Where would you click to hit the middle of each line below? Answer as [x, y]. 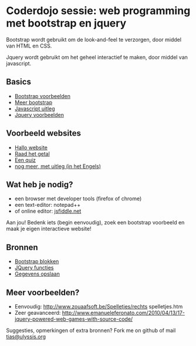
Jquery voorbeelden [39, 115]
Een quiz [25, 160]
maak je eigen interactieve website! [49, 229]
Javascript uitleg [35, 108]
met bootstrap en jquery [66, 23]
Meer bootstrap [33, 102]
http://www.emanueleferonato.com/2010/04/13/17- [123, 313]
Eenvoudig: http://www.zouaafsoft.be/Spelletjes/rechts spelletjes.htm [99, 306]
